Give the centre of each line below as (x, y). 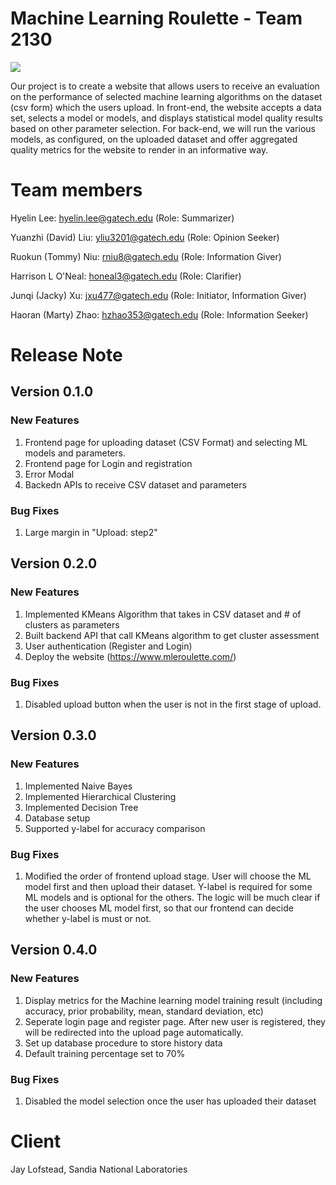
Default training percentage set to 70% (105, 1053)
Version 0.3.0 (53, 735)
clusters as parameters (72, 624)
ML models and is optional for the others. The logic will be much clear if (172, 898)
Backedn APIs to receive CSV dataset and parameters (135, 484)
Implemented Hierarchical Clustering (100, 796)
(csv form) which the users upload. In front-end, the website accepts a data (166, 107)
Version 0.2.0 (54, 563)
